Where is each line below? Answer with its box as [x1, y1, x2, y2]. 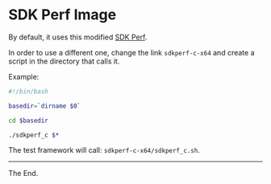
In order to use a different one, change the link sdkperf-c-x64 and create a [8, 47, 255, 57]
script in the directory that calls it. [8, 56, 120, 66]
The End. [8, 169, 39, 178]
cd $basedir [8, 117, 48, 125]
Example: [8, 72, 40, 81]
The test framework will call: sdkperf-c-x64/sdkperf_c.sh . [8, 145, 200, 155]
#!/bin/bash [8, 87, 48, 96]
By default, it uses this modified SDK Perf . [8, 32, 148, 42]
